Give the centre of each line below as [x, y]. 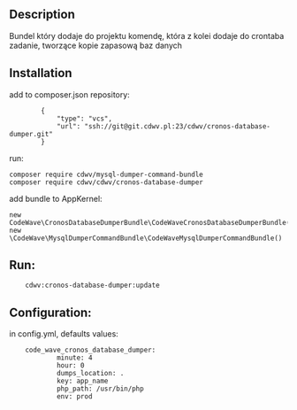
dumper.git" [31, 134]
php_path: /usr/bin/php [100, 389]
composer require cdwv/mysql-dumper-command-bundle [106, 174]
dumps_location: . [90, 374]
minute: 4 [74, 358]
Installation [41, 73]
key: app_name [82, 381]
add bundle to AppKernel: [56, 198]
